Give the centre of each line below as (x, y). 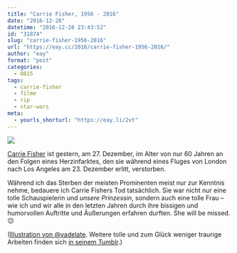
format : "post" (30, 61)
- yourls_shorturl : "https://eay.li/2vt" (76, 120)
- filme (25, 93)
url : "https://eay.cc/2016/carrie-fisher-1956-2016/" (89, 47)
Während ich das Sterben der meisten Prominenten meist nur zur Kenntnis (116, 182)
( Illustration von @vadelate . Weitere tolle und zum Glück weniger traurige (115, 234)
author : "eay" (28, 54)
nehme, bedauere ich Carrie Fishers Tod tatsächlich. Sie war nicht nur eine (117, 190)
